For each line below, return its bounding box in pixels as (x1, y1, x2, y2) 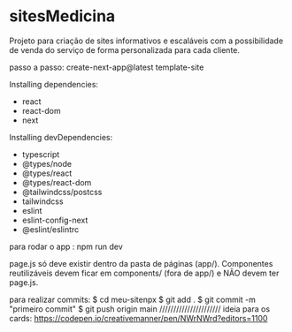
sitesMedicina (9, 6, 116, 26)
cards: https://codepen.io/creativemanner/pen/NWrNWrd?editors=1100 (9, 313, 268, 323)
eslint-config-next (21, 215, 88, 225)
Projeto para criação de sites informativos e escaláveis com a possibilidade (9, 35, 284, 46)
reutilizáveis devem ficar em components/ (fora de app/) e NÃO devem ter (9, 268, 280, 278)
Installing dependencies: (9, 79, 99, 89)
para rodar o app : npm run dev (9, 241, 124, 252)
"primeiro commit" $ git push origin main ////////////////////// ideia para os (9, 303, 271, 314)
